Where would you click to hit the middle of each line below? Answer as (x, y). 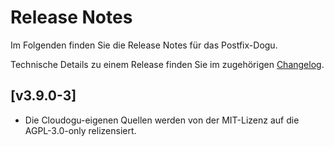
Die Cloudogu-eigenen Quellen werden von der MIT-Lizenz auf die (162, 120)
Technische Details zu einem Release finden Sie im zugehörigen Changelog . (167, 64)
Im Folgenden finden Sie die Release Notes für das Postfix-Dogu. (144, 45)
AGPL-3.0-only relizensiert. (80, 130)
